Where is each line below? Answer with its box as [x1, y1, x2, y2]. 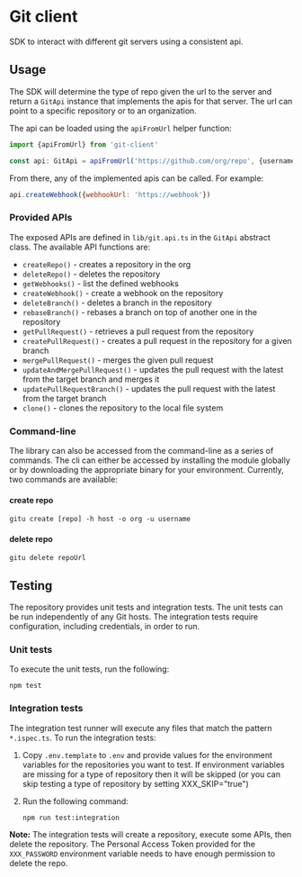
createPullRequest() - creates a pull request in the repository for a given [22, 335, 292, 346]
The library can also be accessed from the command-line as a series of [9, 445, 274, 456]
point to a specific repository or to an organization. [9, 105, 198, 116]
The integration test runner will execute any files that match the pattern [9, 722, 272, 733]
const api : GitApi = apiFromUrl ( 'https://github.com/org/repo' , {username [9, 156, 296, 166]
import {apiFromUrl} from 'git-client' [9, 140, 159, 149]
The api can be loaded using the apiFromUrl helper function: [9, 122, 232, 133]
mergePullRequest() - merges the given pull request [22, 354, 214, 366]
